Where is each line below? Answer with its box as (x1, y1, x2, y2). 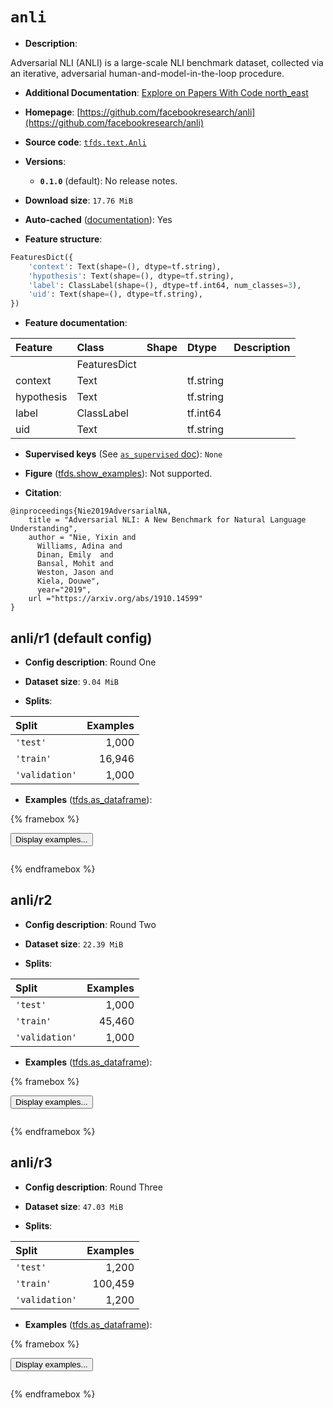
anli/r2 (10, 892, 53, 909)
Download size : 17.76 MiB (24, 194, 133, 206)
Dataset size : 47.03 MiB (24, 1200, 124, 1212)
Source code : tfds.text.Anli (24, 136, 147, 148)
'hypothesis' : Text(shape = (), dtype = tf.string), (28, 271, 235, 281)
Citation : (24, 487, 62, 499)
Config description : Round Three (24, 1181, 163, 1193)
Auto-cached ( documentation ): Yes (24, 213, 173, 225)
